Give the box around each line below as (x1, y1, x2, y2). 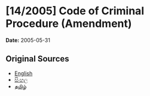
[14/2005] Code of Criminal (5, 4, 145, 18)
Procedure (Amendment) (5, 17, 132, 30)
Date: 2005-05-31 (5, 36, 50, 44)
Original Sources (5, 54, 69, 64)
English (14, 70, 33, 77)
